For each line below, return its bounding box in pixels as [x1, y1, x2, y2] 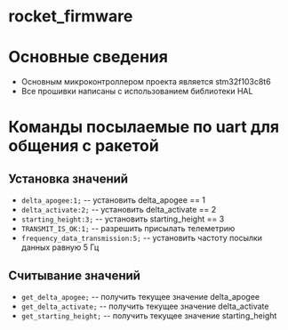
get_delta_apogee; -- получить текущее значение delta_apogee [20, 291, 260, 302]
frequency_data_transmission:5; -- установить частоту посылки [20, 233, 263, 244]
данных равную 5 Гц [20, 242, 100, 253]
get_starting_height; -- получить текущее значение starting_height [20, 310, 277, 321]
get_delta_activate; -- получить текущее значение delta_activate [20, 301, 269, 311]
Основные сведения [8, 47, 168, 68]
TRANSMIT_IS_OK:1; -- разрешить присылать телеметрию [20, 223, 236, 234]
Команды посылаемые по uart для [8, 117, 280, 137]
